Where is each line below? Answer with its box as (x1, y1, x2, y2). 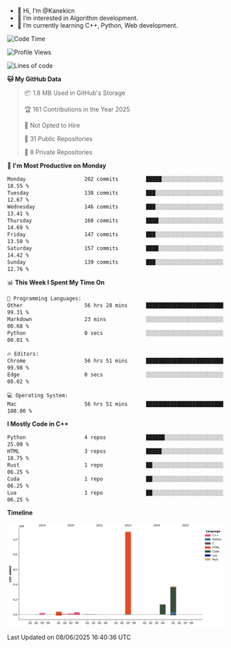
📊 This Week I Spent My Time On (7, 278, 105, 287)
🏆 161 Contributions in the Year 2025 (23, 105, 130, 114)
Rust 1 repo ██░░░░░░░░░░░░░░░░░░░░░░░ (7, 462, 224, 469)
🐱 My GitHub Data (7, 75, 62, 83)
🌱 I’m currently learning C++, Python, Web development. (17, 21, 178, 29)
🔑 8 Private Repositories (23, 148, 93, 156)
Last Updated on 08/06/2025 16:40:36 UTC (7, 633, 131, 642)
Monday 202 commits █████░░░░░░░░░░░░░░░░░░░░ (7, 176, 224, 183)
